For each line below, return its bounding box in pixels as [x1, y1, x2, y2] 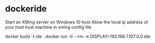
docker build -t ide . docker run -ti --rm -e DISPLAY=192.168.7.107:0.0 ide [5, 33, 151, 39]
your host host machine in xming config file [5, 24, 92, 30]
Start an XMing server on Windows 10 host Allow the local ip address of [5, 19, 149, 25]
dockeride [5, 3, 47, 14]
